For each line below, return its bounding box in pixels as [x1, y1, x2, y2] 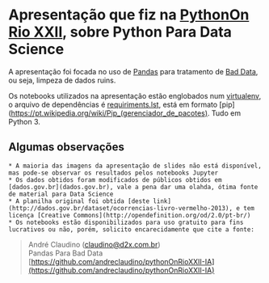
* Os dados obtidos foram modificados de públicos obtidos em [8, 175, 222, 184]
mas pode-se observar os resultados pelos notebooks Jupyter [8, 168, 219, 177]
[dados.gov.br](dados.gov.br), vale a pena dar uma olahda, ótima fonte [8, 183, 258, 191]
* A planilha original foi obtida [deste [8, 196, 150, 205]
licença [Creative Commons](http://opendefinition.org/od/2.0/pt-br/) [8, 211, 251, 219]
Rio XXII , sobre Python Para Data [8, 23, 233, 41]
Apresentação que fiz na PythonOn [8, 6, 250, 24]
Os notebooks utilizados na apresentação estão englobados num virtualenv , [8, 91, 262, 100]
